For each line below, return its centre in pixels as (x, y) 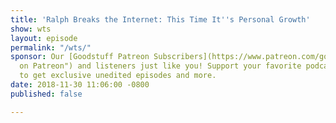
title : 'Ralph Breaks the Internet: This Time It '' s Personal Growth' (160, 19)
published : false (46, 94)
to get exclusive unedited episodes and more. (118, 76)
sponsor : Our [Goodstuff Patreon (80, 57)
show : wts (31, 29)
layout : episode (44, 38)
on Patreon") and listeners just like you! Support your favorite (160, 66)
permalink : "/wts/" (51, 47)
